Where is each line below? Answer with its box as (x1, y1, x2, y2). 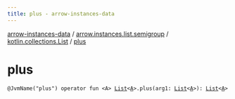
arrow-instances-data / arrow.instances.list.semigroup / (7, 29, 169, 38)
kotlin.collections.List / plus (7, 37, 87, 46)
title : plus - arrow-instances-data (7, 10, 115, 18)
